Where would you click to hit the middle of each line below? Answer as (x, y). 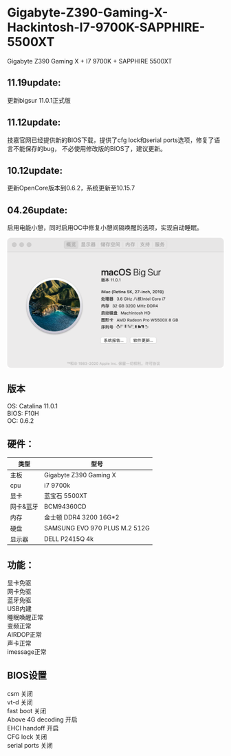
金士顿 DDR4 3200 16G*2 (82, 517)
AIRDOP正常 (25, 635)
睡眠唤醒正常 (25, 617)
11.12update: (34, 122)
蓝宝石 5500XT (66, 495)
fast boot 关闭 (27, 710)
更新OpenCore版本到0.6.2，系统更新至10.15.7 (71, 188)
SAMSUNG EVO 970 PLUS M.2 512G (97, 528)
